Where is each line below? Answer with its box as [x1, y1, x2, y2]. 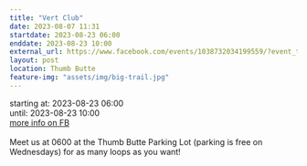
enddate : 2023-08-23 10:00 [9, 38, 112, 48]
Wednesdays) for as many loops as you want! [9, 146, 181, 157]
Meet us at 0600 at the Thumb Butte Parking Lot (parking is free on [9, 136, 263, 147]
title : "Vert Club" [9, 13, 84, 23]
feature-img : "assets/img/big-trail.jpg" [9, 73, 170, 82]
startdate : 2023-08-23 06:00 [9, 30, 121, 39]
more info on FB [9, 117, 70, 128]
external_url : [9, 47, 64, 57]
